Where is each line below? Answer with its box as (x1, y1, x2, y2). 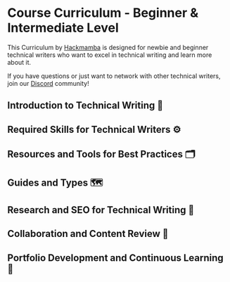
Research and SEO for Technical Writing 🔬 (7, 204, 195, 216)
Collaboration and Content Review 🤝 (7, 228, 169, 240)
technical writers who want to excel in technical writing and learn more (7, 51, 212, 59)
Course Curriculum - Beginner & (7, 5, 199, 21)
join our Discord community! (7, 79, 89, 87)
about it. (7, 58, 32, 66)
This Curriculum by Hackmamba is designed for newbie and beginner (7, 43, 209, 51)
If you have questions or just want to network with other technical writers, (7, 72, 221, 80)
